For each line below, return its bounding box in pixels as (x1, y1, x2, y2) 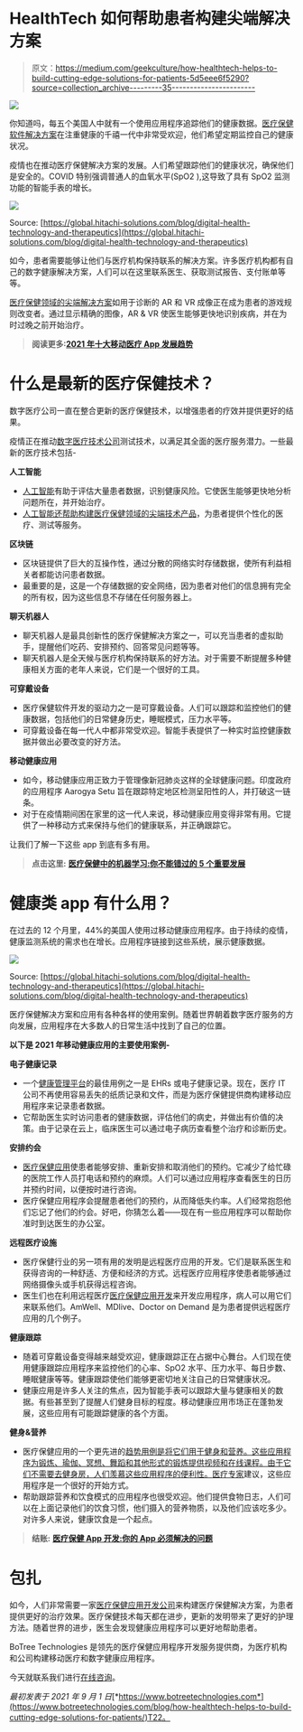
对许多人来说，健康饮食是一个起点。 (22, 1513, 158, 1524)
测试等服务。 (38, 519, 87, 529)
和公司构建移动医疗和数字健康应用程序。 (9, 1652, 160, 1663)
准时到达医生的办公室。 (22, 1217, 110, 1229)
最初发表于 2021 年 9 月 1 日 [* (9, 1690, 119, 1701)
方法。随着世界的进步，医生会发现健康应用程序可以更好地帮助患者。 (9, 1622, 262, 1633)
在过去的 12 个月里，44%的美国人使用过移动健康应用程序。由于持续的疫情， (9, 924, 293, 935)
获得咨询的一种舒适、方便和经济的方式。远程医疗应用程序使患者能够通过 (22, 1267, 291, 1278)
